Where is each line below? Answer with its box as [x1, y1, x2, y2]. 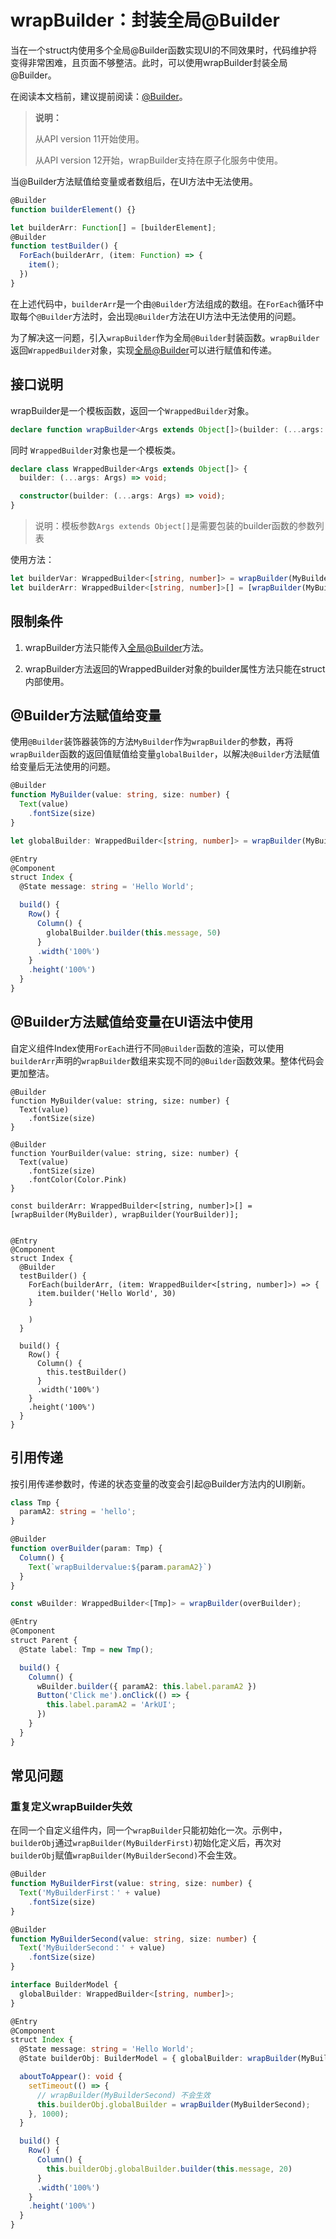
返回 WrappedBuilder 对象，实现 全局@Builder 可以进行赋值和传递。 [10, 344, 277, 356]
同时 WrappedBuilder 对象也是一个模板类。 [10, 444, 182, 456]
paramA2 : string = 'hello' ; [19, 1507, 137, 1517]
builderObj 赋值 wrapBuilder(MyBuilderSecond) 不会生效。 [10, 1849, 243, 1861]
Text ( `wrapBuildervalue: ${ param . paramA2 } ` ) [28, 1562, 213, 1572]
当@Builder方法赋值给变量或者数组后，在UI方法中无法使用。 [10, 175, 258, 187]
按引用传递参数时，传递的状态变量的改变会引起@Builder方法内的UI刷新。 [10, 1477, 311, 1490]
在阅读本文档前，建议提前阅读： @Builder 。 [10, 90, 188, 102]
